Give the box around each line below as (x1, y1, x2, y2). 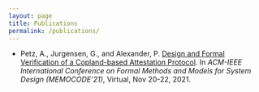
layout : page (8, 11, 53, 20)
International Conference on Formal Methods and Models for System (19, 66, 252, 76)
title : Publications (8, 19, 79, 27)
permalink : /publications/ (8, 27, 100, 35)
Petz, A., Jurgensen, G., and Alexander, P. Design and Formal (19, 49, 225, 59)
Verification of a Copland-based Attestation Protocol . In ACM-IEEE (19, 57, 243, 67)
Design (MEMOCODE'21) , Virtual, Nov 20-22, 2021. (19, 74, 192, 85)
